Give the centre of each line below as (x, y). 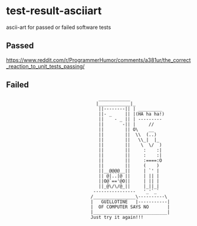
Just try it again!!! (117, 217)
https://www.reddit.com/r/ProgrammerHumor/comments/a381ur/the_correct (98, 60)
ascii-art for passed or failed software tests (59, 27)
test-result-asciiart (54, 11)
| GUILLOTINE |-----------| (130, 202)
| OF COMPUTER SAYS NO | (130, 207)
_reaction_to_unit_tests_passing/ (45, 66)
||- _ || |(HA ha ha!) (132, 114)
